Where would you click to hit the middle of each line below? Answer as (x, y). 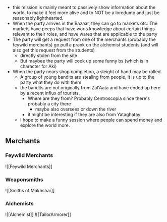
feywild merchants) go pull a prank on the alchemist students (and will (85, 45)
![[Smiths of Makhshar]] (30, 190)
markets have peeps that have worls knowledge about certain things (84, 29)
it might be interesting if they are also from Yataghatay (84, 115)
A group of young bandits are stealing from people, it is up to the (87, 77)
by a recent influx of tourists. (50, 93)
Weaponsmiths (24, 180)
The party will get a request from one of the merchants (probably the (84, 39)
